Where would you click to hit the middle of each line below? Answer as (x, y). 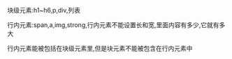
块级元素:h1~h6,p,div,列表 (44, 10)
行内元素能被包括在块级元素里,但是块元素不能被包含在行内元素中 (100, 48)
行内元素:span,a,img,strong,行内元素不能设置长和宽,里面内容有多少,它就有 (113, 25)
